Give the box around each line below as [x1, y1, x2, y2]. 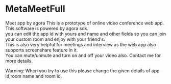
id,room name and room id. [5, 73, 62, 79]
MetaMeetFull [5, 3, 65, 15]
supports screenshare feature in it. [5, 47, 78, 53]
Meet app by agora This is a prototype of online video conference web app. [5, 20, 164, 26]
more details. [5, 58, 33, 64]
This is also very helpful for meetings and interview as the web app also [5, 41, 157, 47]
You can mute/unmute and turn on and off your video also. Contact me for [5, 52, 161, 59]
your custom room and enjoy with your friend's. [5, 36, 106, 42]
